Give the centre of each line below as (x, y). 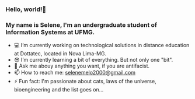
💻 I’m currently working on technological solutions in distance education (102, 45)
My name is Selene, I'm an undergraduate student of (81, 24)
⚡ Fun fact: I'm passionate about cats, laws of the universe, (85, 82)
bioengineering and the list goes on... (59, 90)
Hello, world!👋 (26, 9)
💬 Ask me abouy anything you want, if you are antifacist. (82, 66)
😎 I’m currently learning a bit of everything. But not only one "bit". (93, 60)
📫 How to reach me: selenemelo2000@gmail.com (74, 73)
